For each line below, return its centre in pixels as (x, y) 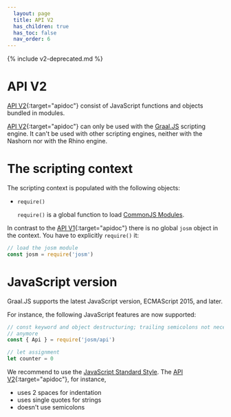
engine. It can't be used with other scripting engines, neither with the (105, 134)
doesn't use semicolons (51, 407)
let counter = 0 (30, 359)
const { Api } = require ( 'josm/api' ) (61, 340)
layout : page (32, 13)
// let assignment (33, 352)
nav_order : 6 (32, 39)
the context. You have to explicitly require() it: (73, 235)
